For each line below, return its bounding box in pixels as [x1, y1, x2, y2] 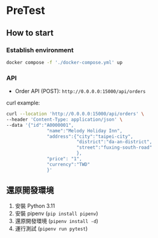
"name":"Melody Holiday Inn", [46, 127, 122, 133]
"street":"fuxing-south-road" [76, 144, 153, 151]
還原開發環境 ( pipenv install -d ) [14, 217, 98, 225]
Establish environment [6, 46, 74, 54]
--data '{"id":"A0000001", [6, 122, 74, 128]
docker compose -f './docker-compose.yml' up [6, 59, 122, 65]
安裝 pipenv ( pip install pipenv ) [14, 210, 98, 217]
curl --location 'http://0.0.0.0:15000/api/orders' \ [6, 111, 145, 117]
